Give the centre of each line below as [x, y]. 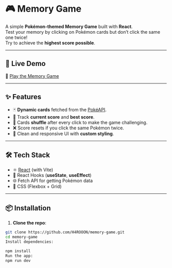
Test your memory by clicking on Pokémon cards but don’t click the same [83, 32]
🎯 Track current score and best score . [53, 117]
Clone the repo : [29, 223]
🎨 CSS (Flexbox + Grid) [37, 187]
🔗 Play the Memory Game [32, 76]
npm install [18, 251]
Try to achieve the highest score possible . [50, 42]
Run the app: [19, 256]
